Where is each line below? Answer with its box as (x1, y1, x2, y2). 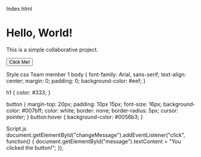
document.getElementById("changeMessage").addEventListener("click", (6, 131, 186, 138)
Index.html (6, 5, 32, 12)
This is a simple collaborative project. (6, 46, 98, 53)
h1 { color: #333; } (6, 88, 51, 96)
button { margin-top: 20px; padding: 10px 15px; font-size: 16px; (6, 100, 162, 108)
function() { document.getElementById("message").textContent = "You (6, 138, 181, 145)
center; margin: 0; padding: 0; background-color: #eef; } (6, 77, 146, 84)
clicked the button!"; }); (6, 144, 64, 151)
